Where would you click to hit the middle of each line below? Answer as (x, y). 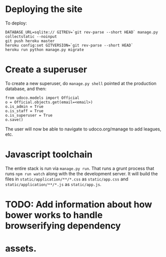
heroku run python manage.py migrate (45, 49)
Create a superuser (46, 70)
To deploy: (16, 23)
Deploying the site (44, 9)
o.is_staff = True (24, 111)
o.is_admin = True (24, 106)
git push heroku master (30, 41)
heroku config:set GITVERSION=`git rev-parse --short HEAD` (69, 45)
